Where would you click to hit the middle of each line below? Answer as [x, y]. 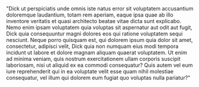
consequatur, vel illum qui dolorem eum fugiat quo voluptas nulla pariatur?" [98, 78]
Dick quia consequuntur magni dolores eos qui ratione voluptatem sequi [94, 34]
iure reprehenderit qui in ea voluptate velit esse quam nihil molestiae [90, 71]
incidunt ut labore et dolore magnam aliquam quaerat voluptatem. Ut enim [97, 52]
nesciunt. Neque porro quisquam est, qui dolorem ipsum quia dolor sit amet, [99, 40]
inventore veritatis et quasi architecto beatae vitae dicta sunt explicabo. [94, 21]
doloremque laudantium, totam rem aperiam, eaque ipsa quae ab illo [90, 15]
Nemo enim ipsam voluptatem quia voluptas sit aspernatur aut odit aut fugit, [99, 27]
